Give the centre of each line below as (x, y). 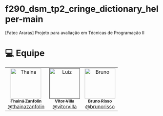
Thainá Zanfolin (26, 101)
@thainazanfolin (26, 106)
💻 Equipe (25, 53)
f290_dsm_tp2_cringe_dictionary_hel (82, 9)
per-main (24, 19)
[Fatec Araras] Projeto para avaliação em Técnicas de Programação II (75, 33)
